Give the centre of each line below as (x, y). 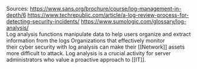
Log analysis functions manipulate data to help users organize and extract (98, 34)
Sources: (18, 9)
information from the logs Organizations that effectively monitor (86, 40)
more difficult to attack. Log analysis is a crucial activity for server (88, 53)
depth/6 (16, 15)
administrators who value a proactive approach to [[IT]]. (76, 60)
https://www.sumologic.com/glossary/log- (134, 21)
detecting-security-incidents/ (43, 21)
